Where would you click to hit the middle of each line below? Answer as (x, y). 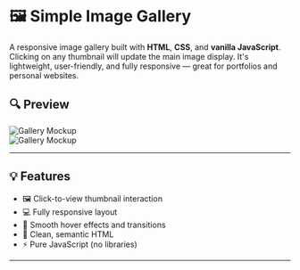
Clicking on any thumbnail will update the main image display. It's (129, 56)
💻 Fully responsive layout (70, 212)
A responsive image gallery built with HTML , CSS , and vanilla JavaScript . (145, 47)
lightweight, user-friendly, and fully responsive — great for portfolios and (143, 66)
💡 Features (40, 177)
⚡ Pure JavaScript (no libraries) (80, 244)
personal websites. (44, 75)
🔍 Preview (39, 105)
